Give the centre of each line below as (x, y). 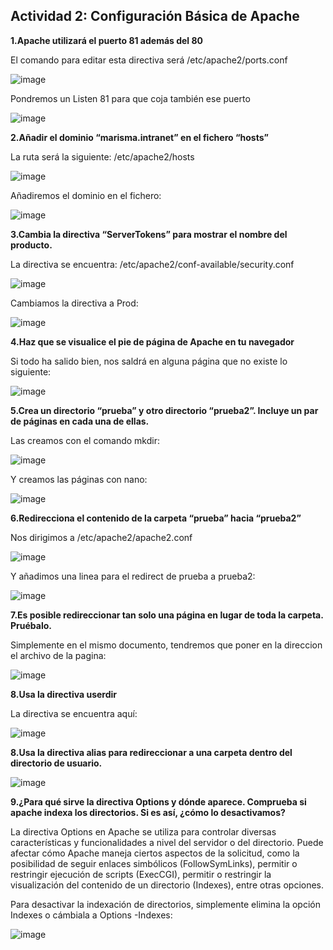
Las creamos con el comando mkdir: (85, 440)
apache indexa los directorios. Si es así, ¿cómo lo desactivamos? (148, 812)
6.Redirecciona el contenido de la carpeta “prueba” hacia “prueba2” (156, 518)
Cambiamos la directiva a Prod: (74, 303)
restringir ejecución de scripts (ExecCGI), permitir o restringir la (141, 874)
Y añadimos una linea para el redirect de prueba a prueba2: (133, 576)
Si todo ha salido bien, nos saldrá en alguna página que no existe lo (149, 361)
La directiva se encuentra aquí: (74, 713)
